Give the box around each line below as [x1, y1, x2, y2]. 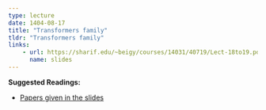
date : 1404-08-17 [8, 19, 66, 27]
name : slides [28, 56, 73, 64]
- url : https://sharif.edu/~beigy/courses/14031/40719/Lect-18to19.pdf [22, 48, 264, 56]
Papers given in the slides [19, 93, 104, 102]
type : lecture [8, 11, 55, 20]
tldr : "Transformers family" [8, 33, 104, 42]
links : [8, 41, 30, 49]
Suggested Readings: [8, 77, 81, 87]
